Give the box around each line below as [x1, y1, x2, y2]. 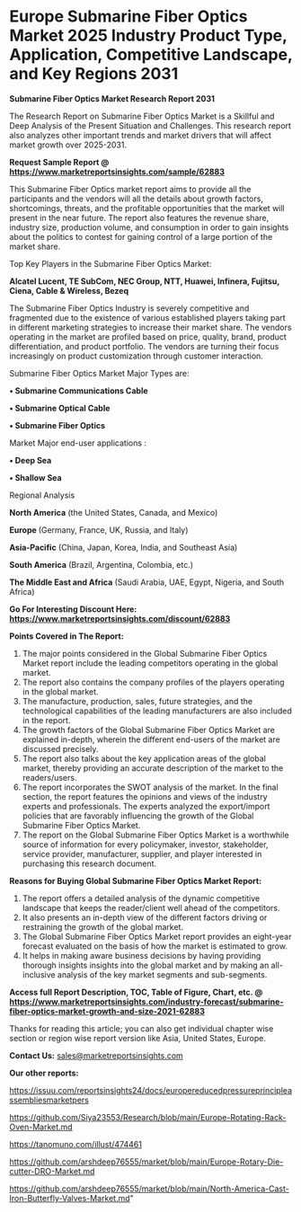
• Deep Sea [9, 455, 52, 465]
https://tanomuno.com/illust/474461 [9, 1138, 142, 1149]
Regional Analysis [9, 490, 75, 500]
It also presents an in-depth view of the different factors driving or [22, 912, 268, 923]
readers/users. [22, 772, 77, 783]
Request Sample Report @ [9, 156, 110, 167]
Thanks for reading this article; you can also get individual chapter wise [9, 1022, 274, 1034]
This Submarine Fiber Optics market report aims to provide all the [9, 183, 252, 194]
